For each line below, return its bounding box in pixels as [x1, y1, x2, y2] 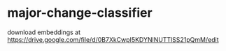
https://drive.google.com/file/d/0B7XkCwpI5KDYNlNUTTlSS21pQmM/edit [7, 35, 219, 43]
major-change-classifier [7, 5, 153, 21]
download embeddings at [7, 28, 81, 36]
